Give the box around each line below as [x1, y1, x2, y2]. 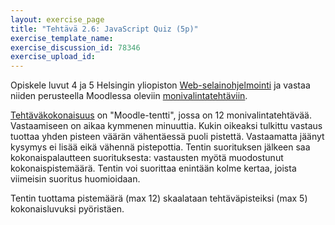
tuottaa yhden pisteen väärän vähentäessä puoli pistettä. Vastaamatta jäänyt [10, 131, 325, 143]
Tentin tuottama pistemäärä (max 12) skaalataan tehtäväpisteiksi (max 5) [10, 192, 308, 205]
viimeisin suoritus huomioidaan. [10, 173, 141, 185]
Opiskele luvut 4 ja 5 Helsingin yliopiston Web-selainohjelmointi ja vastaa [10, 79, 311, 91]
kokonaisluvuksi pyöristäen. [10, 203, 125, 215]
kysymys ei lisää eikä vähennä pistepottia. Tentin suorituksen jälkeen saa [10, 141, 311, 153]
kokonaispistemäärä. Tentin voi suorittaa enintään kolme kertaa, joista [10, 162, 297, 175]
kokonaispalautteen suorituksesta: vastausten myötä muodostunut [10, 152, 284, 164]
